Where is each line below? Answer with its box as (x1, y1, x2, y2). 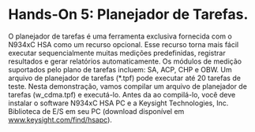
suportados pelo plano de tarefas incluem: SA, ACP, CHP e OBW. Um (8, 64, 233, 74)
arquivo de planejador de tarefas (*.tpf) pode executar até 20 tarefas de (8, 73, 241, 82)
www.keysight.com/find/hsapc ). (8, 115, 113, 124)
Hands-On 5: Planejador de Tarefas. (8, 5, 249, 24)
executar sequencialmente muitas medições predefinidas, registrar (8, 48, 227, 57)
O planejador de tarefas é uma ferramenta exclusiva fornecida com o (8, 31, 233, 41)
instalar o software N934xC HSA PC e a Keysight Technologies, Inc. (8, 98, 229, 108)
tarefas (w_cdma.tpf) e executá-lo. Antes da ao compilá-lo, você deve (8, 90, 236, 99)
